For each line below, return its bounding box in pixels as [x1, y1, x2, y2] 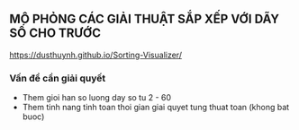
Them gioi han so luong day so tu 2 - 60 [22, 92, 172, 103]
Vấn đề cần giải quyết [9, 72, 106, 84]
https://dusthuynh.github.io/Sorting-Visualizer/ [9, 49, 183, 60]
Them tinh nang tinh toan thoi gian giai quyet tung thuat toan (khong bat [22, 102, 290, 113]
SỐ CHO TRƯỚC [9, 26, 102, 41]
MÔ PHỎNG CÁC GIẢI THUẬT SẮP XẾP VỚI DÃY [9, 12, 280, 27]
